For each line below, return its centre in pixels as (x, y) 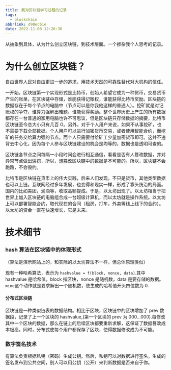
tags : (11, 15)
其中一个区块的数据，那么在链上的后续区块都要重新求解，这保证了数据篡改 (83, 323)
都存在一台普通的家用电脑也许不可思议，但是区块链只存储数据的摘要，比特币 (85, 118)
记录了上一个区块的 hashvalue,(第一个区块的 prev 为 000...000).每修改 (92, 316)
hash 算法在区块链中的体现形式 (44, 250)
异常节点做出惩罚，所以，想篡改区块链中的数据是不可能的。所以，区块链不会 (85, 161)
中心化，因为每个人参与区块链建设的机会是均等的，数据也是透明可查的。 (90, 144)
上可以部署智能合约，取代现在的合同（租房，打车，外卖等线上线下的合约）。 (84, 204)
